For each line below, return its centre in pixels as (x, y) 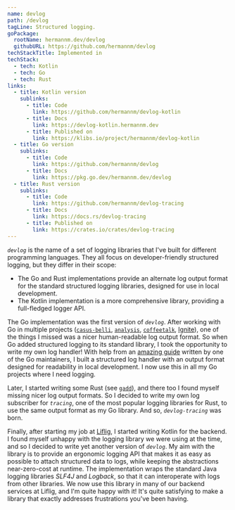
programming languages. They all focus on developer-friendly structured (113, 257)
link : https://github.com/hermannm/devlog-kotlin (107, 112)
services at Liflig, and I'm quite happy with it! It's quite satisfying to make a (115, 491)
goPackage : (23, 33)
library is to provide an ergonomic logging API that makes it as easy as (109, 454)
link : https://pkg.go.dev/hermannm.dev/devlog (102, 177)
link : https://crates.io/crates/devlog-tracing (103, 229)
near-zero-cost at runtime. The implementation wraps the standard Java (112, 468)
